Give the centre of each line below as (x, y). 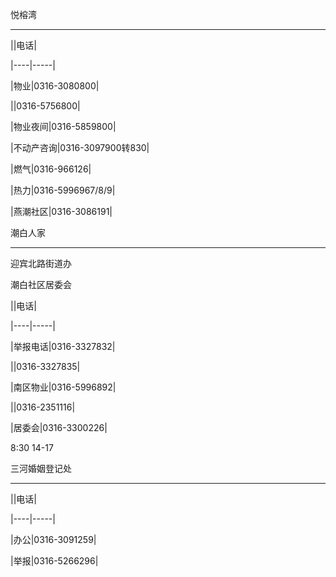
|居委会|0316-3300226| (59, 427)
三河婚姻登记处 (41, 468)
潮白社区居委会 (41, 284)
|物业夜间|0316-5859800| (63, 126)
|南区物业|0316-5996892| (63, 387)
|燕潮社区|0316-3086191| (61, 211)
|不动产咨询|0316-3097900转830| (80, 147)
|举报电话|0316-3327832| (63, 346)
